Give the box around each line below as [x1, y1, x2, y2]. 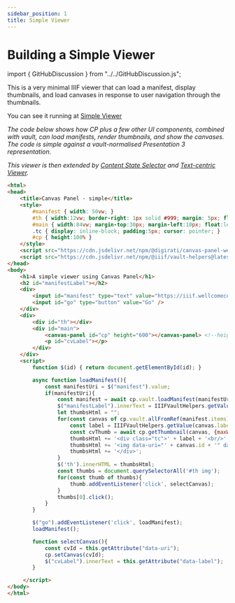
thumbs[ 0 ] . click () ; [57, 493, 114, 500]
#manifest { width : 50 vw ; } [32, 208, 114, 215]
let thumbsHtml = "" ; [57, 409, 120, 416]
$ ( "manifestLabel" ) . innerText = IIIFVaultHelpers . [57, 402, 208, 409]
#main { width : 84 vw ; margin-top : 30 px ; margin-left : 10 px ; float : [32, 221, 224, 228]
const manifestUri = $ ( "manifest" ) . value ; [44, 383, 171, 390]
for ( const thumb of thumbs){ [57, 474, 142, 481]
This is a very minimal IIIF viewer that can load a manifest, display [7, 83, 196, 92]
